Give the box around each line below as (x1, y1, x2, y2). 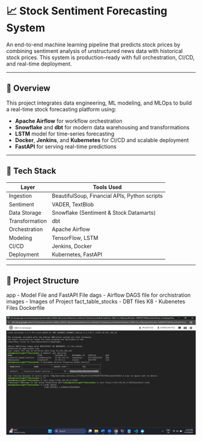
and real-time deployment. (6, 60, 72, 67)
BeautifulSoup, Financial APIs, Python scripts (52, 193, 164, 200)
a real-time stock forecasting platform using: (6, 105, 117, 113)
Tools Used (93, 183, 122, 191)
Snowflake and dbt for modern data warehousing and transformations (14, 123, 190, 131)
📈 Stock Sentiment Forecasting (6, 4, 168, 18)
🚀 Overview (6, 83, 50, 93)
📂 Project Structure (6, 276, 79, 286)
